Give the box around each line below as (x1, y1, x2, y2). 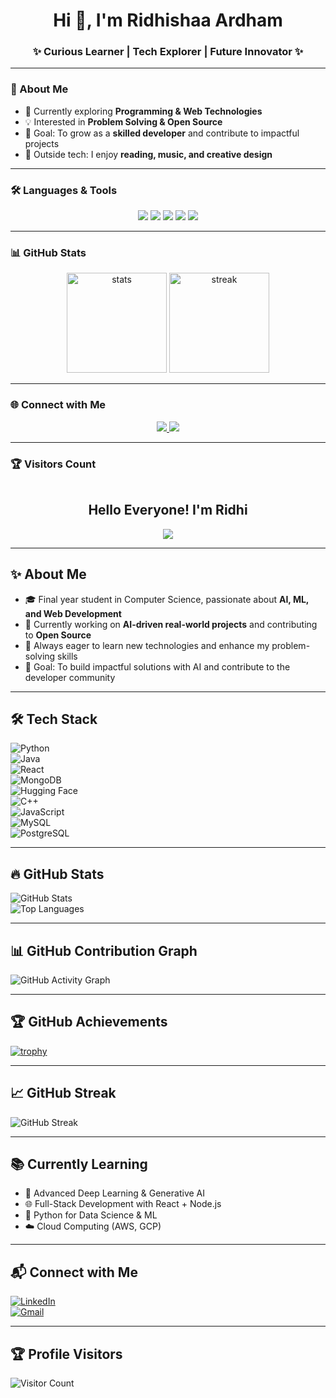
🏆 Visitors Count (10, 457, 97, 471)
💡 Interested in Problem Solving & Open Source (24, 115, 223, 128)
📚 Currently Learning (10, 1156, 148, 1173)
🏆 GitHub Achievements (10, 1014, 168, 1031)
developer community (24, 671, 116, 683)
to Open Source (24, 629, 92, 641)
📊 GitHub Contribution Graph (10, 942, 198, 959)
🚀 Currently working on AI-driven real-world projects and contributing (24, 618, 318, 630)
